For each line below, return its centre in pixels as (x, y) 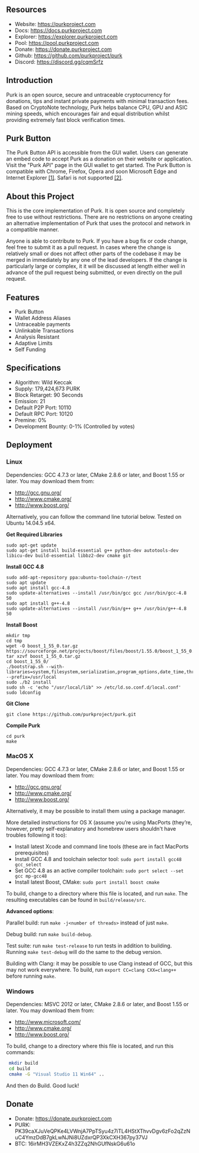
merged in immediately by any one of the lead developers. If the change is (97, 260)
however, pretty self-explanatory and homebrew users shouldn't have (91, 828)
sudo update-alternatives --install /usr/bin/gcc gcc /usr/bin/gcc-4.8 (96, 593)
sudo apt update (26, 583)
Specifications (33, 368)
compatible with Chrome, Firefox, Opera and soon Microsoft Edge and (92, 172)
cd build (20, 1069)
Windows (20, 991)
